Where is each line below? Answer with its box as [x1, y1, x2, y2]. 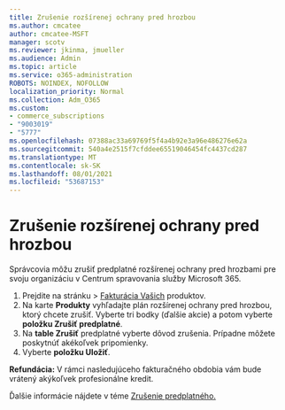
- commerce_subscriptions [9, 112, 104, 120]
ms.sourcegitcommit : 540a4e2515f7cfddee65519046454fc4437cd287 [9, 144, 248, 153]
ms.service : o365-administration [9, 71, 133, 80]
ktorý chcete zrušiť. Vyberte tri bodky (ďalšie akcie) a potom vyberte [21, 309, 273, 320]
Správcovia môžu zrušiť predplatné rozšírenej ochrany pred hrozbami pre [9, 264, 276, 275]
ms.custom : [9, 104, 50, 112]
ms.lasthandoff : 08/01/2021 [9, 169, 113, 178]
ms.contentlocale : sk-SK [9, 161, 101, 170]
